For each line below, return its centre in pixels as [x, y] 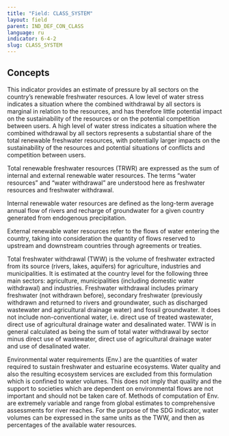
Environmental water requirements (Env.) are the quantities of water [103, 359]
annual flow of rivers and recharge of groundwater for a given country [106, 210]
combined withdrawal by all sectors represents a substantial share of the [109, 133]
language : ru [26, 33]
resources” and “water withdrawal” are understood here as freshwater [106, 183]
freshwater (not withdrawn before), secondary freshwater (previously [105, 295]
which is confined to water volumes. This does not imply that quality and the [114, 381]
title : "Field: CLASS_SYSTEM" [50, 13]
